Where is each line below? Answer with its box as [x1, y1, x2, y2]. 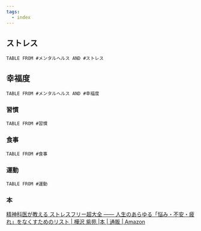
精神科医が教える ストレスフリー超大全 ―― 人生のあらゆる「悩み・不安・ [6, 211, 190, 218]
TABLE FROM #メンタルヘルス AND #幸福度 [6, 91, 100, 97]
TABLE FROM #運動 [6, 181, 48, 187]
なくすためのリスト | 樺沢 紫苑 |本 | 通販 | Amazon [22, 218, 146, 226]
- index [11, 14, 31, 20]
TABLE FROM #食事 [6, 151, 48, 157]
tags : [6, 8, 20, 15]
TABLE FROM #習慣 [6, 121, 48, 127]
